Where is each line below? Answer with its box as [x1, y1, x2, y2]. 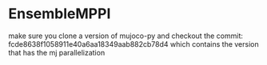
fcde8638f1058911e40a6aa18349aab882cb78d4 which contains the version [8, 39, 259, 48]
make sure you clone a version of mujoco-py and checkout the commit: [8, 31, 244, 40]
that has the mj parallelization [8, 48, 106, 57]
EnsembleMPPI [8, 5, 111, 23]
